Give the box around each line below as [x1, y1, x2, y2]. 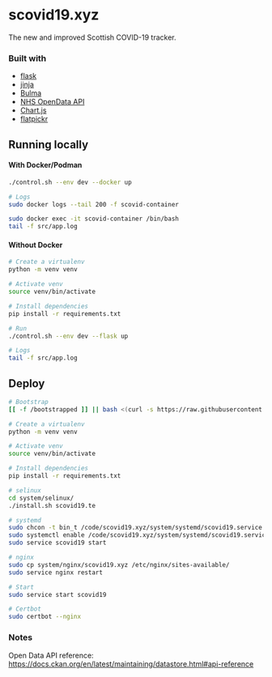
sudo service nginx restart [8, 568, 104, 577]
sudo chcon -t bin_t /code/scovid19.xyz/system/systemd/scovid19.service [8, 524, 263, 532]
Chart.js [19, 105, 47, 115]
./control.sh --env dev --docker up [8, 178, 132, 186]
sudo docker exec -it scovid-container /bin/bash [8, 215, 180, 224]
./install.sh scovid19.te [8, 501, 96, 509]
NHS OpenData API [19, 97, 85, 107]
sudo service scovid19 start [8, 539, 107, 547]
